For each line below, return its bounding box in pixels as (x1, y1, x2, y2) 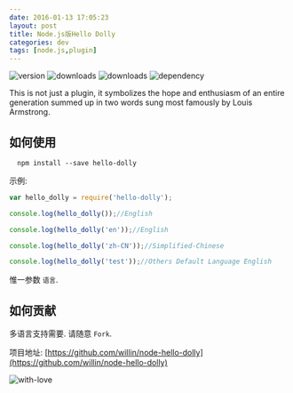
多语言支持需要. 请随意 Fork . (9, 328, 113, 339)
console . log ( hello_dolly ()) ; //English (9, 209, 153, 218)
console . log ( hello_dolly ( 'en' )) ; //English (9, 225, 169, 234)
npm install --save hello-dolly (17, 158, 138, 167)
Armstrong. (9, 107, 51, 117)
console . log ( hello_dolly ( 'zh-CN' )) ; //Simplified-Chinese (9, 241, 225, 250)
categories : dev (9, 37, 69, 47)
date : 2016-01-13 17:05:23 (9, 12, 109, 22)
